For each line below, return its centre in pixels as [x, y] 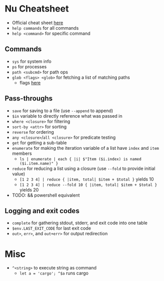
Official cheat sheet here [37, 23]
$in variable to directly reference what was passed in [67, 116]
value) [19, 173]
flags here [30, 82]
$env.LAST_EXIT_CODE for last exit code [51, 228]
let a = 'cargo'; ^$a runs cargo [54, 273]
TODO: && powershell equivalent [46, 195]
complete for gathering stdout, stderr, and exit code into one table [80, 223]
